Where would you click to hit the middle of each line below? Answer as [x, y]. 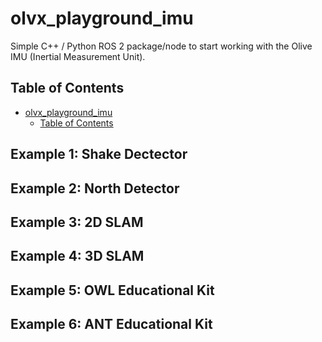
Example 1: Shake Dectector [99, 154]
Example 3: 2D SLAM [77, 222]
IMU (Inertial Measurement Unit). [78, 56]
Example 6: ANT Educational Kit [111, 324]
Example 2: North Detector [95, 188]
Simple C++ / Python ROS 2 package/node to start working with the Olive [161, 46]
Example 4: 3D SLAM [77, 256]
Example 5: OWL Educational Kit [112, 290]
